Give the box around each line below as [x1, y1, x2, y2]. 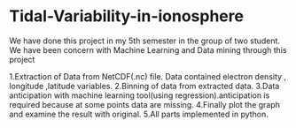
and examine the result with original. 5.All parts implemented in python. [9, 109, 269, 119]
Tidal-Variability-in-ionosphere [9, 6, 244, 26]
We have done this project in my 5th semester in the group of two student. [9, 35, 281, 46]
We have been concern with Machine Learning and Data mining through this [9, 44, 287, 55]
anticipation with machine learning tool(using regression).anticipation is [9, 90, 270, 101]
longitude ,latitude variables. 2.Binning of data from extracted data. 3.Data [9, 80, 280, 91]
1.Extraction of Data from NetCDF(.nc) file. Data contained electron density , [9, 71, 286, 81]
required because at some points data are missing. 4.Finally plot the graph [9, 99, 281, 109]
